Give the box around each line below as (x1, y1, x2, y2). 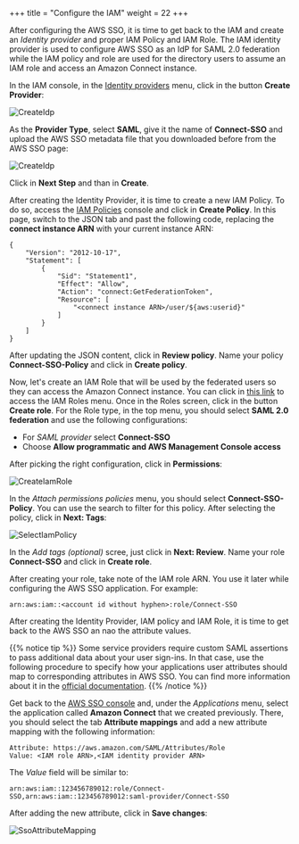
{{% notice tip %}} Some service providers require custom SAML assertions (9, 642, 288, 653)
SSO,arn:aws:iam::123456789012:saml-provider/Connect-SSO (9, 792, 229, 801)
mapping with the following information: (9, 726, 155, 737)
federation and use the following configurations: (9, 415, 187, 425)
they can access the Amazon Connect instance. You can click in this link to (9, 386, 285, 396)
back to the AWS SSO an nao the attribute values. (9, 625, 192, 636)
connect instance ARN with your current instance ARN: (9, 223, 214, 234)
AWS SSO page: (9, 143, 69, 153)
